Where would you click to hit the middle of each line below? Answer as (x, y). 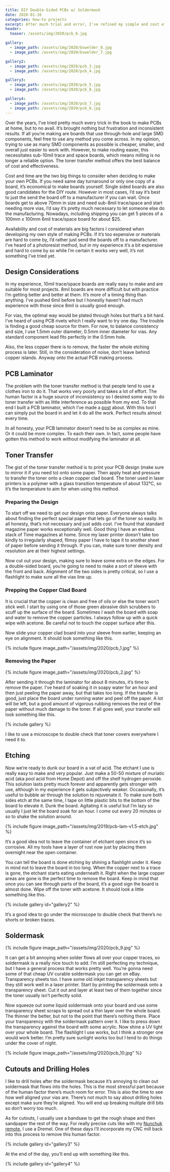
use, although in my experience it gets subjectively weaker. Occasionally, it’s (85, 789)
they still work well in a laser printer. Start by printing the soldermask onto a (84, 985)
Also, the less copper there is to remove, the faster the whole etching (77, 347)
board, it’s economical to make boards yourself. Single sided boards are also (85, 187)
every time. (17, 418)
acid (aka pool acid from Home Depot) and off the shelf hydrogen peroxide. (84, 778)
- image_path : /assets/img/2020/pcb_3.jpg (55, 66)
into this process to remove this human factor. (53, 1134)
